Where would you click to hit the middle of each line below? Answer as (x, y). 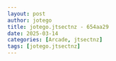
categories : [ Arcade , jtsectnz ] (55, 40)
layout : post (27, 14)
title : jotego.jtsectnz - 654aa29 (58, 27)
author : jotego (30, 20)
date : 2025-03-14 (33, 33)
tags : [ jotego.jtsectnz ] (44, 46)
